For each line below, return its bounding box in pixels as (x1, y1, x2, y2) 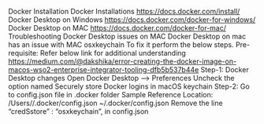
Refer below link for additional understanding (39, 49, 187, 57)
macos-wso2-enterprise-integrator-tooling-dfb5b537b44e (8, 65, 199, 74)
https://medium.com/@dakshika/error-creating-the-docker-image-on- (8, 57, 237, 66)
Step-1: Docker (200, 65, 250, 74)
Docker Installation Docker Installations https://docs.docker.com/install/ (8, 7, 240, 16)
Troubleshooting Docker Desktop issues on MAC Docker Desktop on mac (8, 31, 247, 41)
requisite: (8, 49, 39, 57)
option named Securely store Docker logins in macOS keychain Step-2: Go (8, 82, 250, 91)
